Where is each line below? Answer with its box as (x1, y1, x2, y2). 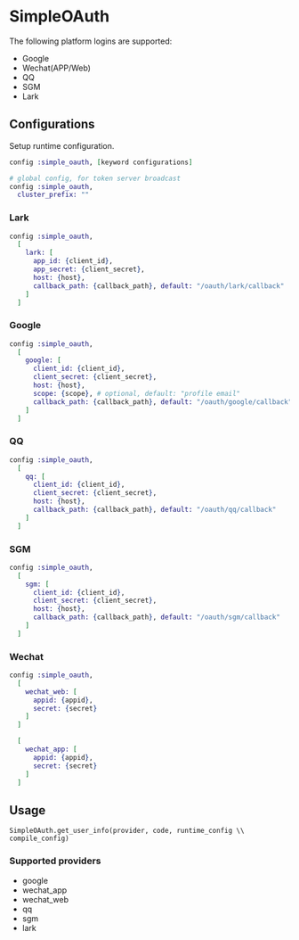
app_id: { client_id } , (32, 257, 114, 266)
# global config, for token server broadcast (9, 174, 181, 183)
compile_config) (9, 834, 69, 844)
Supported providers (9, 854, 101, 867)
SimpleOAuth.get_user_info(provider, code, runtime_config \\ (9, 827, 245, 836)
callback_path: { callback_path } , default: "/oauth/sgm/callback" (32, 613, 280, 622)
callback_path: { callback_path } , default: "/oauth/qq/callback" (32, 506, 277, 515)
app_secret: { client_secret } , (32, 265, 145, 274)
